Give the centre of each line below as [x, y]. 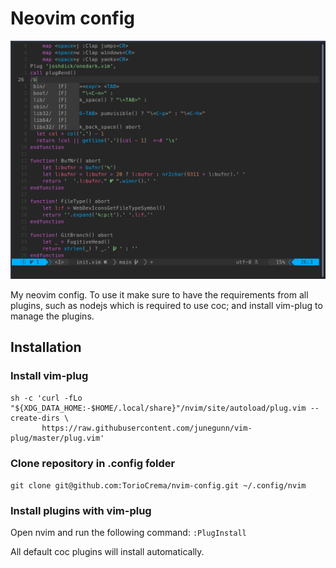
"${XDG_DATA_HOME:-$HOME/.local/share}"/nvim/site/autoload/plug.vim [158, 408]
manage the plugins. [52, 316]
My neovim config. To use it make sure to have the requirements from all [159, 294]
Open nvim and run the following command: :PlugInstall [128, 533]
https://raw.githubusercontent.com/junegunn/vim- [147, 428]
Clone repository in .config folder [93, 463]
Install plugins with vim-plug [81, 510]
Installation [46, 347]
